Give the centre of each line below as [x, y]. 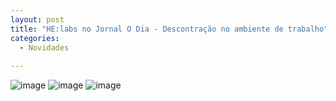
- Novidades [44, 47]
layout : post [37, 19]
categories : [35, 38]
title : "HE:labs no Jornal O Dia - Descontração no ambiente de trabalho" [169, 29]
